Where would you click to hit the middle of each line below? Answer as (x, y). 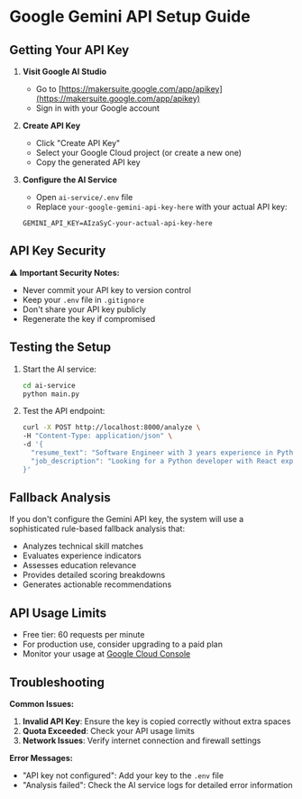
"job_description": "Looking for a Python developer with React (154, 461)
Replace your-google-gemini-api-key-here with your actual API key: (161, 207)
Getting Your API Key (69, 50)
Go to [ (49, 89)
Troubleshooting (57, 682)
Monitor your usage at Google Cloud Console (106, 654)
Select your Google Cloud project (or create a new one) (138, 152)
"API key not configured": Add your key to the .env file (123, 776)
